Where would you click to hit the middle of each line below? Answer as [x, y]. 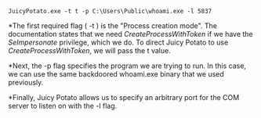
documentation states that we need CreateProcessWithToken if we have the [130, 34]
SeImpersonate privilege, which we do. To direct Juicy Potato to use [118, 42]
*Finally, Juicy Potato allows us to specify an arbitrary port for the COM [124, 97]
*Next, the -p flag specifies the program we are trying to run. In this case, [127, 66]
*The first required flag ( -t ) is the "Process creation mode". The [113, 26]
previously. [26, 82]
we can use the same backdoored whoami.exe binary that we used [116, 74]
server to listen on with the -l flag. [63, 106]
